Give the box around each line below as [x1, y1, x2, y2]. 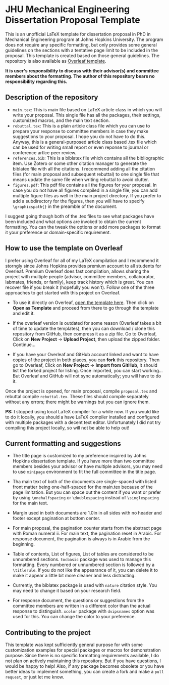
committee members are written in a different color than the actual [12, 603, 151, 609]
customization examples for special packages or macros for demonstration [5, 647, 161, 653]
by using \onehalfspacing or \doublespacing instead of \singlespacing [12, 495, 159, 501]
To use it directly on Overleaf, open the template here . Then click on [12, 299, 154, 306]
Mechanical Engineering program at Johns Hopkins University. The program [5, 36, 163, 42]
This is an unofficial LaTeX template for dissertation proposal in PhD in [5, 31, 151, 37]
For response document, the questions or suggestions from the [12, 597, 145, 604]
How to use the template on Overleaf [5, 244, 123, 252]
